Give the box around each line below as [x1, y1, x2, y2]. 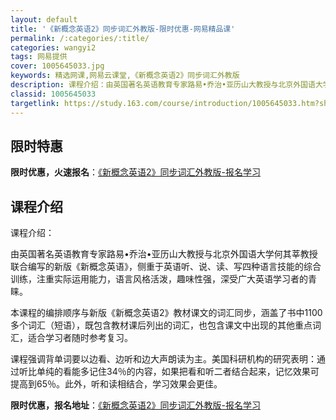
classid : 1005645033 [10, 89, 97, 99]
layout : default [10, 14, 78, 25]
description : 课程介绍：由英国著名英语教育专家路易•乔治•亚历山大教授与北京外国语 [10, 80, 316, 90]
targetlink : [10, 98, 60, 108]
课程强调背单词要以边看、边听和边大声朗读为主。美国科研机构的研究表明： [10, 353, 317, 365]
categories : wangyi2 [10, 42, 97, 53]
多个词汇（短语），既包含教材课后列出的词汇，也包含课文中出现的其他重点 [10, 319, 313, 331]
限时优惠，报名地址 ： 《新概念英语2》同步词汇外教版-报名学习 [10, 399, 261, 411]
